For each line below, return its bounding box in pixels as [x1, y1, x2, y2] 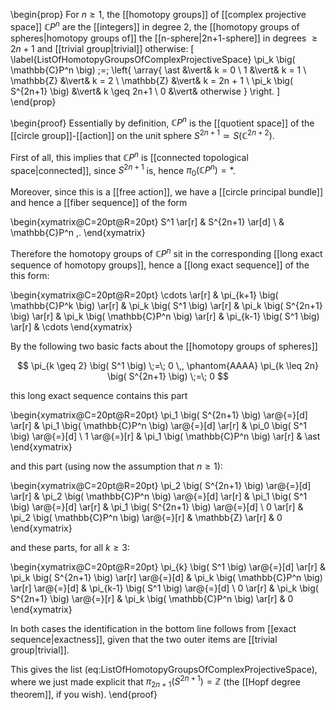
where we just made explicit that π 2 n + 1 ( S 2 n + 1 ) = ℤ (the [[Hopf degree [10, 674, 301, 690]
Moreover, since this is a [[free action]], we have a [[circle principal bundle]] [10, 186, 324, 198]
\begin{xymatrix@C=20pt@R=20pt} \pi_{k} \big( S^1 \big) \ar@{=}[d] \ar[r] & [10, 560, 326, 573]
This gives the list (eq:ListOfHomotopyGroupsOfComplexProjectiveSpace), [10, 663, 318, 675]
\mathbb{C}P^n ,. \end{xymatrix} [10, 227, 146, 239]
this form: [10, 269, 50, 281]
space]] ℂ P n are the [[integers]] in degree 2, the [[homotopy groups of [10, 19, 300, 33]
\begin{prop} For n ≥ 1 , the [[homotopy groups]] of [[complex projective [10, 9, 307, 20]
